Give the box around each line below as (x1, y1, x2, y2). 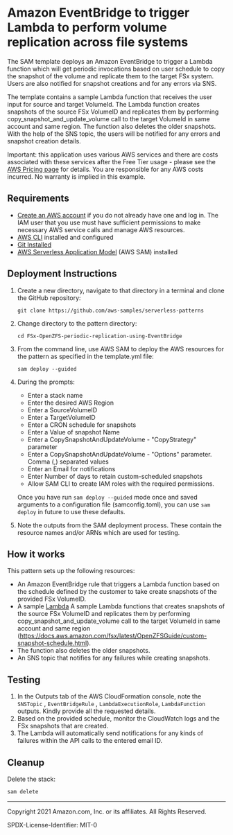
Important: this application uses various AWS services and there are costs (7, 150, 218, 159)
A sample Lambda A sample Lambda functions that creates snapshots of (17, 602, 225, 610)
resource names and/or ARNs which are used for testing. (17, 528, 180, 536)
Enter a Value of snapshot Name (27, 428, 120, 436)
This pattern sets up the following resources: (7, 567, 135, 575)
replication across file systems (7, 35, 189, 50)
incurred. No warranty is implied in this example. (7, 172, 146, 181)
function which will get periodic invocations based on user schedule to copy (7, 64, 225, 73)
